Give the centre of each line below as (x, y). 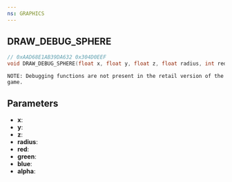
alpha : (26, 171)
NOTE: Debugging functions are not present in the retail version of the (116, 77)
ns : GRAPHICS (26, 13)
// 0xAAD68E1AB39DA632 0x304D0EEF (57, 57)
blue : (25, 164)
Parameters (33, 103)
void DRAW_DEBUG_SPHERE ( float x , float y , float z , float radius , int (111, 64)
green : (27, 156)
